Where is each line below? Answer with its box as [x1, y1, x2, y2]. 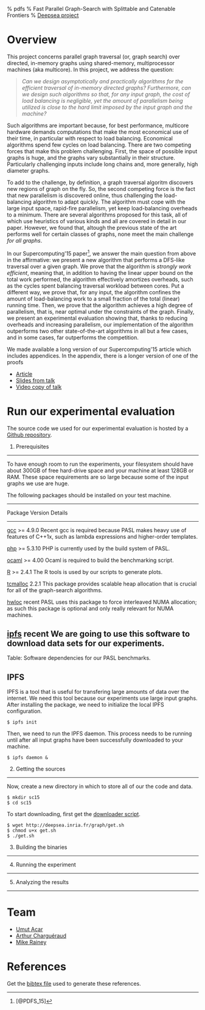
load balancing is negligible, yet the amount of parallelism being [21, 97, 183, 104]
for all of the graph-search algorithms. [7, 586, 103, 593]
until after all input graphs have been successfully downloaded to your [7, 736, 183, 744]
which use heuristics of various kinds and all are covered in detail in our [7, 217, 187, 224]
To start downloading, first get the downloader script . [7, 811, 141, 818]
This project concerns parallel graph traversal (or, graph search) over [7, 53, 180, 60]
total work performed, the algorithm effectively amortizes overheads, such [7, 275, 193, 283]
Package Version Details [7, 509, 68, 516]
